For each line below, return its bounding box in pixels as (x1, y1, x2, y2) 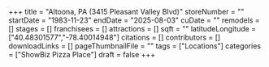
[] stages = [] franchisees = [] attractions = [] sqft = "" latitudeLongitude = (8, 24, 257, 33)
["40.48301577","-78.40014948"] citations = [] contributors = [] (8, 32, 221, 42)
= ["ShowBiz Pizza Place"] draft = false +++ (8, 50, 156, 59)
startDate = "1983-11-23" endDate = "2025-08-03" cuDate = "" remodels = (8, 15, 260, 25)
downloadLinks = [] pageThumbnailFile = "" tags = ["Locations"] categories (8, 41, 262, 51)
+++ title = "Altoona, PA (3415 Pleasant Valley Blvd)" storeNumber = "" (8, 7, 245, 16)
